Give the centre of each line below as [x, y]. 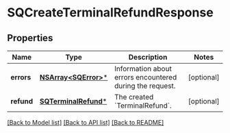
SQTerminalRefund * [74, 101]
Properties [30, 38]
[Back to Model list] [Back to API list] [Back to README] [86, 122]
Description [148, 57]
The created [134, 97]
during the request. [145, 86]
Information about [143, 69]
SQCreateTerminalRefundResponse [110, 13]
